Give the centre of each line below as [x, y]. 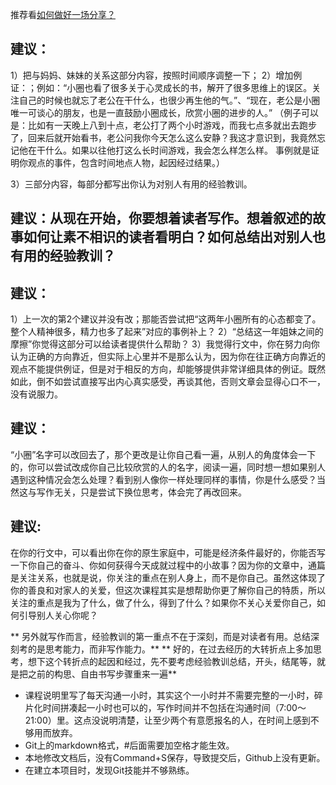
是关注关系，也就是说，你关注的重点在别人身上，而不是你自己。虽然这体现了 [168, 577]
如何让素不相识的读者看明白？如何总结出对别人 [168, 237]
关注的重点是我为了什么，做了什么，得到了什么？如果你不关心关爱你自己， [163, 602]
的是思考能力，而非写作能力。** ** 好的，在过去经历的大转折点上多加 [170, 649]
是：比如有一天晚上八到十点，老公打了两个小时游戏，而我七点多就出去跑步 [163, 125]
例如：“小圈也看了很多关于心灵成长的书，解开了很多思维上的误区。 [174, 87]
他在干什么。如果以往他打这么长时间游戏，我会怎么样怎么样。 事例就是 [164, 150]
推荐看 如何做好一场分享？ [63, 14]
